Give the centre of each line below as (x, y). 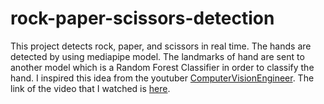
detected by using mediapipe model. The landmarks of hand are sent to (157, 56)
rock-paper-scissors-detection (142, 18)
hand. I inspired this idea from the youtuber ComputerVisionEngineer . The (162, 78)
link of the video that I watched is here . (90, 88)
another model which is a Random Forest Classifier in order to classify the (162, 67)
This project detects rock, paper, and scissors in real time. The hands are (161, 46)
